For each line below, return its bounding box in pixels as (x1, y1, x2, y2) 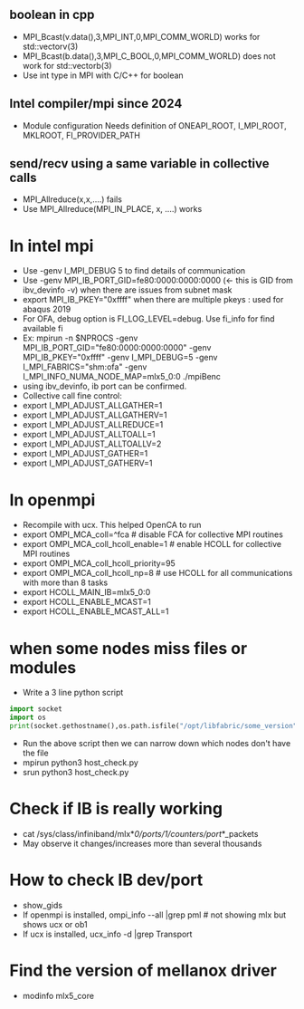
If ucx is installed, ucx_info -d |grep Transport (22, 928, 193, 939)
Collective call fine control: (22, 390, 122, 401)
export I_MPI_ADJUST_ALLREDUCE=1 (22, 419, 164, 430)
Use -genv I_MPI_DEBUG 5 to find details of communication (22, 265, 246, 276)
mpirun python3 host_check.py (22, 756, 138, 768)
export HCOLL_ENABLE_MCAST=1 (22, 597, 151, 608)
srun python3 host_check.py (22, 766, 129, 777)
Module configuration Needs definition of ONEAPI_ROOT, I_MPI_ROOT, (22, 120, 287, 130)
